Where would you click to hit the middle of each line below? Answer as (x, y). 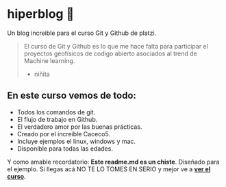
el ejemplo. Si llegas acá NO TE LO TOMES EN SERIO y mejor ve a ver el (109, 169)
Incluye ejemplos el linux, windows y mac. (76, 141)
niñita (42, 74)
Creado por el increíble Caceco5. (64, 134)
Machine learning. (49, 60)
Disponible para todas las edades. (65, 148)
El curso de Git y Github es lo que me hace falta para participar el (116, 46)
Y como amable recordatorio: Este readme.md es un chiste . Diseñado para (113, 162)
